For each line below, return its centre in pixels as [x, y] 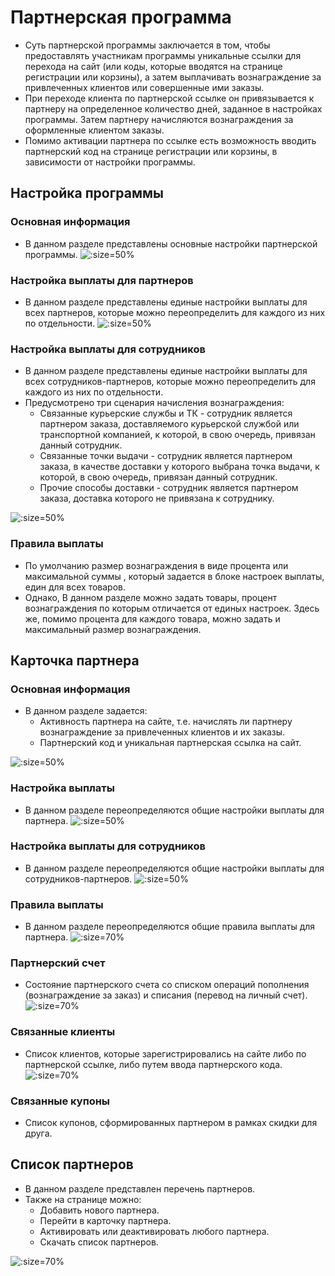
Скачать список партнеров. [99, 1242]
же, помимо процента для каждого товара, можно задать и [152, 618]
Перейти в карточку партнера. [105, 1220]
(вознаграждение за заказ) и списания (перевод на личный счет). [166, 995]
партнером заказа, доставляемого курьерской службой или [169, 424]
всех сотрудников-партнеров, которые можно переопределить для [170, 382]
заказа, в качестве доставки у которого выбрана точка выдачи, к [179, 467]
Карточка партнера [75, 660]
